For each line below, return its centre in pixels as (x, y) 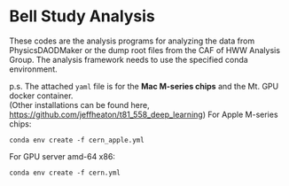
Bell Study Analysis (82, 16)
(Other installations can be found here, (79, 105)
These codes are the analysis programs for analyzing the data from (132, 41)
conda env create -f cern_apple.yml (77, 140)
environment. (33, 69)
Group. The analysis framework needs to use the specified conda (129, 59)
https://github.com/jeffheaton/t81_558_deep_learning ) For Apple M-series (144, 114)
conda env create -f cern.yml (65, 173)
